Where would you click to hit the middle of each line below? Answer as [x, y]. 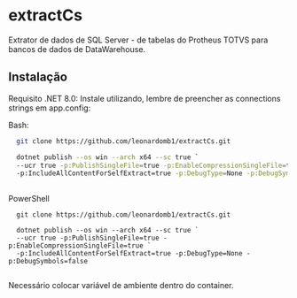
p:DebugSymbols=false [48, 262]
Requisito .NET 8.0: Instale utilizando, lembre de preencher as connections [145, 98]
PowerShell [29, 199]
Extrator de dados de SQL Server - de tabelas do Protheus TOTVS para [138, 40]
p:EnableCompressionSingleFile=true [76, 246]
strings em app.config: [50, 108]
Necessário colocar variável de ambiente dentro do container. [121, 286]
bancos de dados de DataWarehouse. [77, 49]
